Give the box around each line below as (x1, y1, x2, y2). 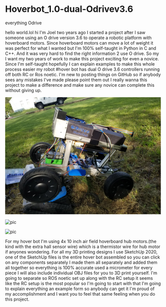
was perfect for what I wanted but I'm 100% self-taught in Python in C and (5, 45, 157, 51)
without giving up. (5, 87, 42, 93)
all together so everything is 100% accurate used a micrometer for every (5, 264, 153, 270)
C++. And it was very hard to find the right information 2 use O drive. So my (5, 51, 159, 56)
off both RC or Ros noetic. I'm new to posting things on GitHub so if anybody (5, 71, 161, 77)
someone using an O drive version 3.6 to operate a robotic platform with (5, 35, 152, 41)
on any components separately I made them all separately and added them (5, 259, 158, 265)
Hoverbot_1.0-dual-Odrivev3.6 (5, 3, 133, 15)
